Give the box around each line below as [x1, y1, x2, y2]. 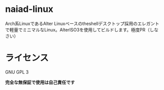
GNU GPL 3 [5, 69, 29, 75]
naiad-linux [5, 3, 54, 15]
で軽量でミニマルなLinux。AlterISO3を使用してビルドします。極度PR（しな [5, 26, 159, 33]
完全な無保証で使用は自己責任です [5, 79, 75, 85]
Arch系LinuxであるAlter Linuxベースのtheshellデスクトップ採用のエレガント [5, 20, 160, 26]
